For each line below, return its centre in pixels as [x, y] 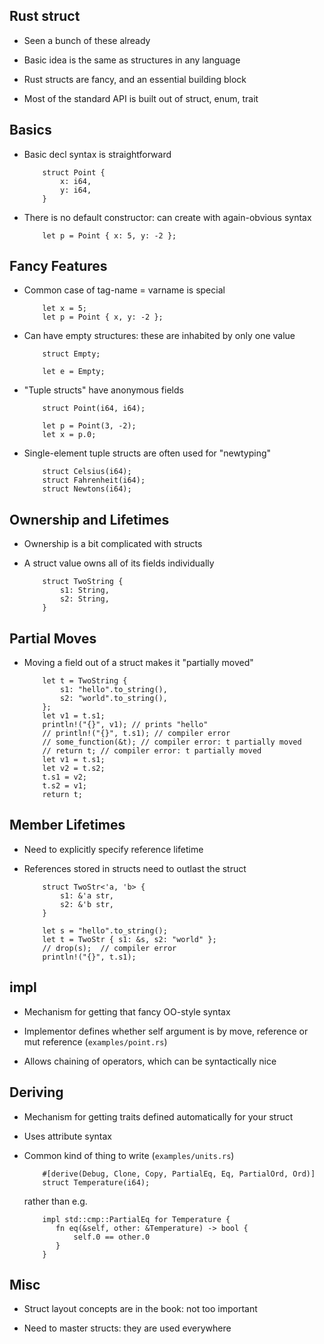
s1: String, [85, 590]
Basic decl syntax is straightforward [97, 154]
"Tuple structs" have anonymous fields [103, 390]
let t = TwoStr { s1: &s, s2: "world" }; [129, 939]
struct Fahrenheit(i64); [94, 480]
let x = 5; [65, 309]
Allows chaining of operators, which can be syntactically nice [150, 1061]
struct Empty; [71, 354]
